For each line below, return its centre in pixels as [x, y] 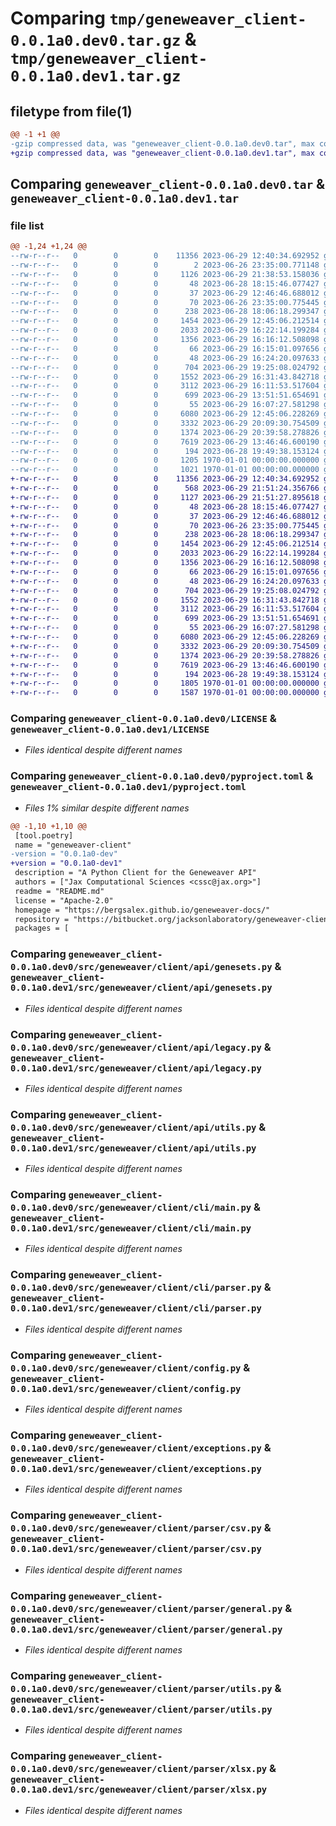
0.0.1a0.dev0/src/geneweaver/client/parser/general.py [146, 1608]
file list [27, 225]
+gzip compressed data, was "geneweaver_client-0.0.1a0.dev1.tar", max [162, 153]
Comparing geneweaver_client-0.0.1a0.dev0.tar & [168, 184]
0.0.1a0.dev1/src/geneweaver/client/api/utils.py [133, 1148]
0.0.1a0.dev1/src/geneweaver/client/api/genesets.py [141, 988]
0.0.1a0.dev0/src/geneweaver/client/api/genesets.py [141, 967]
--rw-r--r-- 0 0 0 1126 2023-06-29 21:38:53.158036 [165, 274]
